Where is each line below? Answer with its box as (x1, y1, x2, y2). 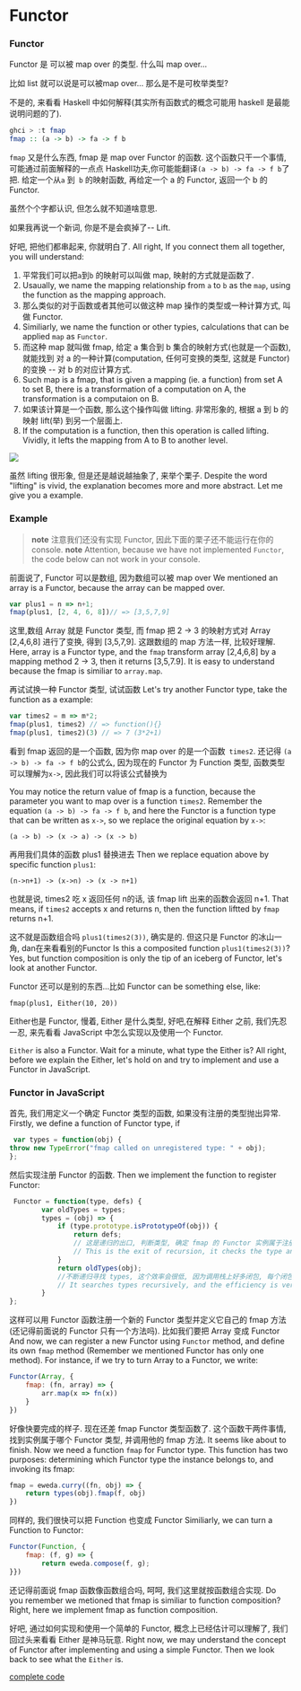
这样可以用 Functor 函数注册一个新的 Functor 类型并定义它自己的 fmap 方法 (9, 1315, 287, 1325)
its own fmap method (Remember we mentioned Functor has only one (9, 1345, 264, 1356)
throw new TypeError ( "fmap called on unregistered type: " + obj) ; (9, 1144, 267, 1153)
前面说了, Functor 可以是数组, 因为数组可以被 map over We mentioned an (9, 572, 279, 583)
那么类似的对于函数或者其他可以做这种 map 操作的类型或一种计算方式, (21, 300, 281, 311)
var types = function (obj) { (13, 1135, 123, 1145)
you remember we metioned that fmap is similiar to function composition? (9, 1595, 281, 1606)
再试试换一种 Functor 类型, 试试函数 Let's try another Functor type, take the (9, 684, 288, 695)
